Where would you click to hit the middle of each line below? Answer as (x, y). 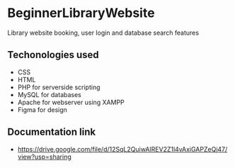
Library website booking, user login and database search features (103, 33)
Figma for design (42, 110)
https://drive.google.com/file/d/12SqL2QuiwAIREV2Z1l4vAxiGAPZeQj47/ (122, 149)
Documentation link (52, 132)
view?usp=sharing (45, 157)
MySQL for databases (49, 94)
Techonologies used (53, 55)
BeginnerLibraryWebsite (81, 13)
